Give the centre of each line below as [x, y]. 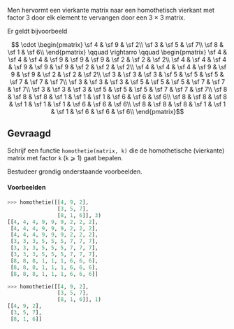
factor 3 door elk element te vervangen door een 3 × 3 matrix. [96, 17]
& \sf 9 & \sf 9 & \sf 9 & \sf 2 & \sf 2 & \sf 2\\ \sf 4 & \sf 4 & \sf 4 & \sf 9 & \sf [117, 67]
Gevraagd [29, 133]
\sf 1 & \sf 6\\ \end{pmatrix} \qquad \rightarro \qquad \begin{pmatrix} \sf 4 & [117, 52]
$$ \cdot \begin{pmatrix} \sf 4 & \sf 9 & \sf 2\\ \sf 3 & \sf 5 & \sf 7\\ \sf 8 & [117, 44]
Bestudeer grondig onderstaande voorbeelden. [75, 171]
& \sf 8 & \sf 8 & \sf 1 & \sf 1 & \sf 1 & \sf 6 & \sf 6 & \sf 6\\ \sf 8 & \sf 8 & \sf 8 [117, 97]
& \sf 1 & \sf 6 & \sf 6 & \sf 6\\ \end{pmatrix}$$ [117, 112]
